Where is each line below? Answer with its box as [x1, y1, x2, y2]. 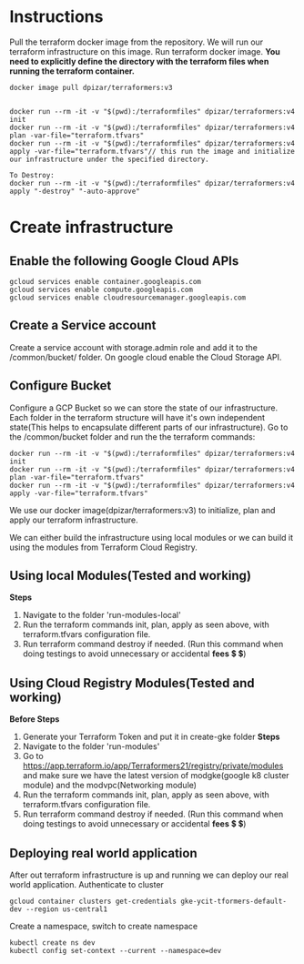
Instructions [9, 6, 104, 27]
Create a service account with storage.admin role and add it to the [9, 341, 258, 352]
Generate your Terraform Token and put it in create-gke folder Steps [22, 731, 280, 743]
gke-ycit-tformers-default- [180, 897, 287, 906]
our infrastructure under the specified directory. [9, 155, 209, 164]
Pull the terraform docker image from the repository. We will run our [9, 36, 264, 47]
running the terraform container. [9, 66, 135, 76]
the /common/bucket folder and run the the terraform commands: [9, 431, 256, 442]
